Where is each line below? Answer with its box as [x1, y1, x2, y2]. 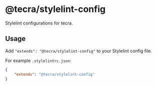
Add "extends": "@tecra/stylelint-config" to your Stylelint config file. [5, 47, 152, 53]
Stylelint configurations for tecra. [5, 20, 73, 26]
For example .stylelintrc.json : [5, 57, 71, 63]
